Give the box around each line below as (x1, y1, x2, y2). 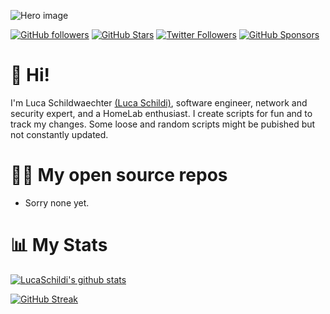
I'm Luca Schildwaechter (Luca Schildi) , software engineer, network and (10, 96, 308, 109)
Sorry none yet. (24, 196, 90, 209)
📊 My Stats (10, 234, 108, 257)
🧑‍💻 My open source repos (10, 164, 228, 187)
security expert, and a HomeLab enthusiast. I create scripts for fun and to (10, 107, 313, 119)
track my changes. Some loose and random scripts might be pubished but (10, 118, 316, 130)
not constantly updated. (10, 128, 109, 140)
